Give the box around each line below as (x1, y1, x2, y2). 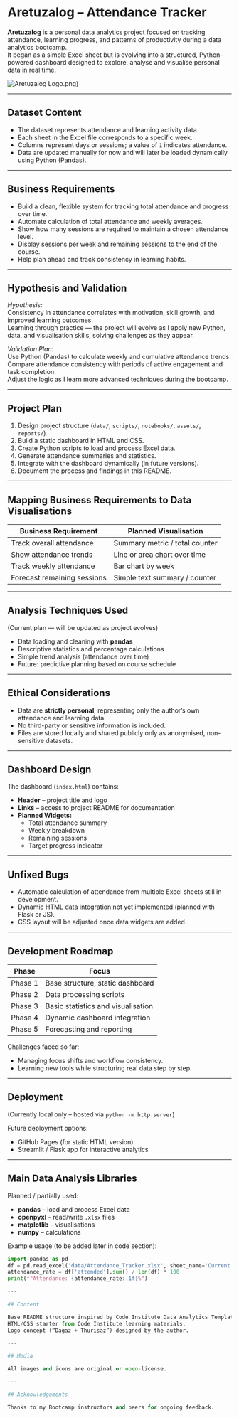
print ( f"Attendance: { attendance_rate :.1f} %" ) (7, 1275, 148, 1282)
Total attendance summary (28, 819, 107, 827)
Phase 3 (11, 1001, 39, 1011)
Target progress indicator (28, 841, 103, 850)
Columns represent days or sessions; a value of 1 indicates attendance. (17, 140, 228, 149)
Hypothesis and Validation (7, 282, 127, 294)
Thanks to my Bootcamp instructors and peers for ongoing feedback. (7, 1404, 215, 1411)
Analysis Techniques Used (7, 604, 129, 617)
